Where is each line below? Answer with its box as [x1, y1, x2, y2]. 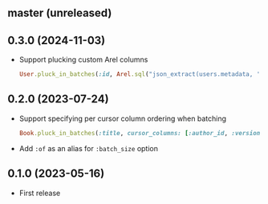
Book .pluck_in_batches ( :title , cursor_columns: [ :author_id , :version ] [18, 129, 264, 137]
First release [18, 188, 61, 198]
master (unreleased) [7, 6, 112, 20]
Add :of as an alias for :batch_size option [18, 143, 158, 153]
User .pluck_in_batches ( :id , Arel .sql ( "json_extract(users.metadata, [18, 70, 254, 78]
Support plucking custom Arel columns [18, 55, 148, 65]
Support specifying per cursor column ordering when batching [18, 114, 226, 123]
